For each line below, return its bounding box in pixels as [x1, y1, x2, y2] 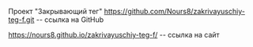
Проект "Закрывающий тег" [8, 7, 103, 16]
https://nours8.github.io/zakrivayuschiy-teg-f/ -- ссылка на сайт [8, 31, 220, 39]
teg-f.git [8, 15, 35, 24]
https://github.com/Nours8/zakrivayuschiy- [104, 7, 245, 16]
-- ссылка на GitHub [36, 15, 104, 24]
